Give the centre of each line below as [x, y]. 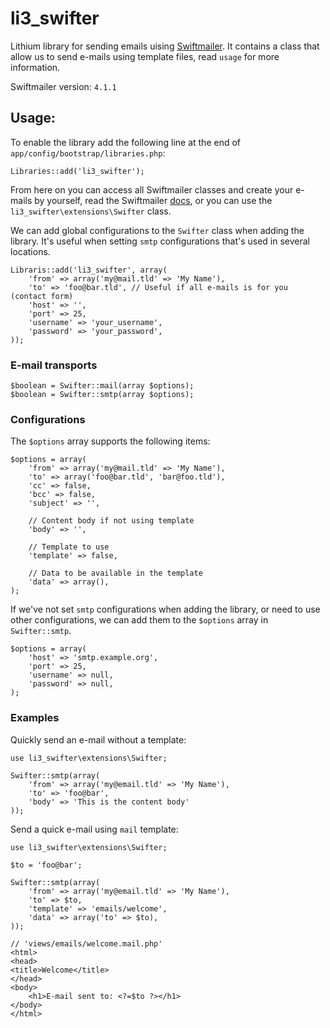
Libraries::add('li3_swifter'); [77, 171]
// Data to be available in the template [115, 573]
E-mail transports [54, 365]
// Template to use [69, 547]
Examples [35, 718]
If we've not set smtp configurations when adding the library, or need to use [165, 609]
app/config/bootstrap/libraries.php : [88, 153]
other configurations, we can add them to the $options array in [139, 620]
